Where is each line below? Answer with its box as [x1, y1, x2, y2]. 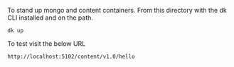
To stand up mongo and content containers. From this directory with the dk [7, 6, 228, 14]
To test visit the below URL [7, 39, 86, 48]
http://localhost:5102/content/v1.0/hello [7, 53, 135, 60]
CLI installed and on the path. [7, 13, 94, 22]
